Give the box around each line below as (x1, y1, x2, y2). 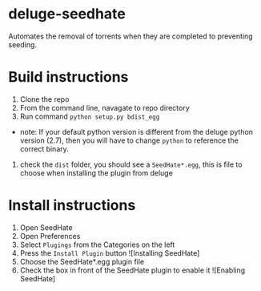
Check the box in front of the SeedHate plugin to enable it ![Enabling (19, 265, 246, 275)
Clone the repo (19, 94, 70, 104)
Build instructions (8, 68, 129, 87)
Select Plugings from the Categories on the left (19, 240, 175, 249)
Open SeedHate (19, 222, 74, 232)
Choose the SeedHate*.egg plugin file (19, 257, 145, 266)
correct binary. (19, 143, 70, 153)
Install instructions (8, 196, 136, 215)
